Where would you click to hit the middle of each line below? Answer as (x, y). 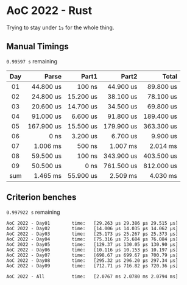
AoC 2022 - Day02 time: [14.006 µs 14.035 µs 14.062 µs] (92, 228)
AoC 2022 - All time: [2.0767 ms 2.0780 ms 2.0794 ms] (92, 276)
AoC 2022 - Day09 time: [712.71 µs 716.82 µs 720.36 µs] (92, 266)
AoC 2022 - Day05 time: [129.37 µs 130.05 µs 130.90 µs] (92, 244)
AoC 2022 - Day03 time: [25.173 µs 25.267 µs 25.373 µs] (92, 234)
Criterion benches (41, 198)
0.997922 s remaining (33, 212)
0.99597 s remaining (32, 61)
